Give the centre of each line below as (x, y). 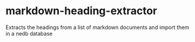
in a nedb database (29, 33)
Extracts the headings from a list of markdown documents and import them (97, 27)
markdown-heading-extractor (81, 11)
